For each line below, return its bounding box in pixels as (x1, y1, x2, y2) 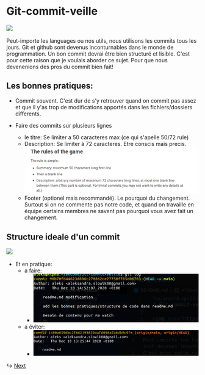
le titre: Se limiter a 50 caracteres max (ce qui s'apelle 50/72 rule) (24, 133, 189, 141)
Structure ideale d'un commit (6, 231, 120, 242)
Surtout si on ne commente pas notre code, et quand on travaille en (24, 201, 194, 208)
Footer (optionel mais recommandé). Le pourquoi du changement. (24, 194, 190, 202)
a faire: (24, 267, 42, 274)
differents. (15, 110, 41, 117)
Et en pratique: (15, 260, 52, 268)
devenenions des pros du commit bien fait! (6, 63, 114, 70)
